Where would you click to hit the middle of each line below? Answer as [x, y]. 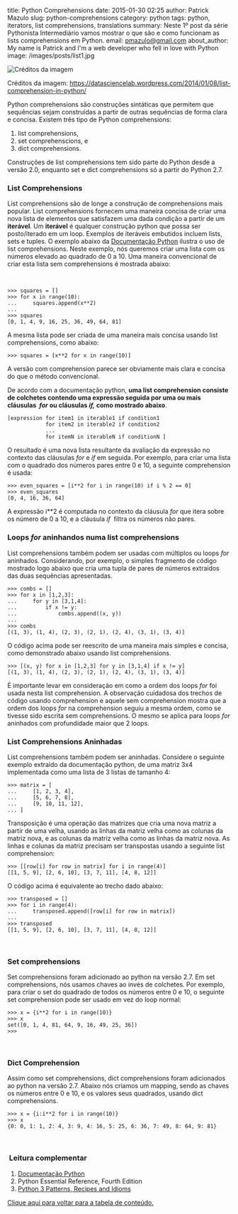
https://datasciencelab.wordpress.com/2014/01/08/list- [150, 83]
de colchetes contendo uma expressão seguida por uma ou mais [104, 398]
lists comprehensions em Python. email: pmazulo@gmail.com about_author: [118, 41]
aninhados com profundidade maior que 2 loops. [79, 723]
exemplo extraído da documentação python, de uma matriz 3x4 [100, 764]
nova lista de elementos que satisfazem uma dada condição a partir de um [116, 219]
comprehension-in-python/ [47, 91]
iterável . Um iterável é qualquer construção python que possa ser [104, 226]
